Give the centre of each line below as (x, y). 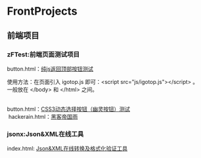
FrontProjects (42, 11)
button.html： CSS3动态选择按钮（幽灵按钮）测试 (68, 109)
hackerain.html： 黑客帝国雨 (43, 116)
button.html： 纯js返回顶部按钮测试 (50, 69)
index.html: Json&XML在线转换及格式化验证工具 (67, 149)
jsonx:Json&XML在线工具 (46, 134)
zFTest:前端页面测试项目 (43, 55)
